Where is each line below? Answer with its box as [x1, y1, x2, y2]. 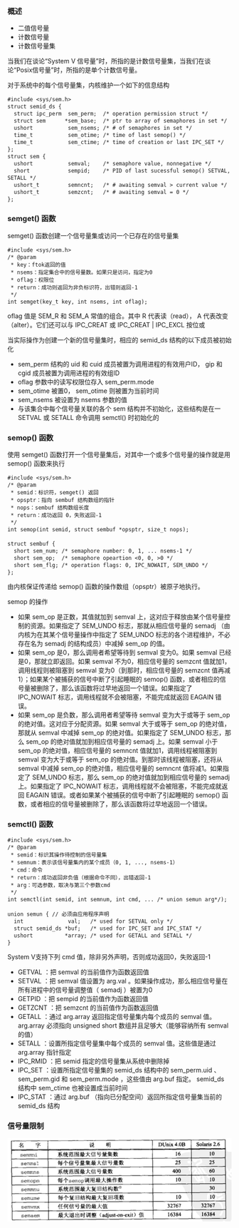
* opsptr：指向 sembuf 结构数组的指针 [10, 496, 115, 503]
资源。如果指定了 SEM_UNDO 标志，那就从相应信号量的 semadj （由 [30, 621, 230, 630]
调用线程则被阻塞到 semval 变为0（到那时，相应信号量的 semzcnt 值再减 [17, 665, 231, 675]
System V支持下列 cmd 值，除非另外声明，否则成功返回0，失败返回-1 [7, 953, 211, 961]
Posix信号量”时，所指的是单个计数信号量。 [16, 66, 142, 74]
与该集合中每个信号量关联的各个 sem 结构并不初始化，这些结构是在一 [17, 404, 221, 413]
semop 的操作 [7, 597, 48, 605]
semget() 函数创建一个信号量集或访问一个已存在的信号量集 [7, 231, 179, 240]
